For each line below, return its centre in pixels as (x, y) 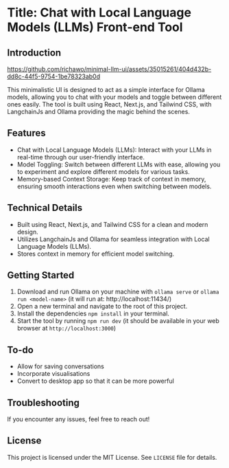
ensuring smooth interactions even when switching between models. (114, 186)
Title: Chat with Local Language (99, 13)
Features (26, 133)
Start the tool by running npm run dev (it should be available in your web (118, 321)
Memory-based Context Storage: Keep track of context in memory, (111, 179)
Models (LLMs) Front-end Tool (95, 27)
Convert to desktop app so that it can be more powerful (96, 381)
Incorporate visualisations (53, 374)
